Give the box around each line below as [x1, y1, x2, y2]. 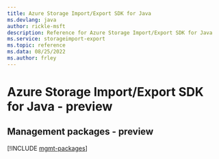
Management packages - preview [7, 126, 154, 138]
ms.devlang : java [7, 16, 57, 23]
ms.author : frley [7, 55, 57, 62]
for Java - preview [7, 99, 113, 114]
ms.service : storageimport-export [7, 36, 106, 42]
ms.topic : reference [7, 42, 66, 49]
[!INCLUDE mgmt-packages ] [7, 144, 88, 152]
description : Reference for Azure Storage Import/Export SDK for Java [7, 29, 213, 36]
